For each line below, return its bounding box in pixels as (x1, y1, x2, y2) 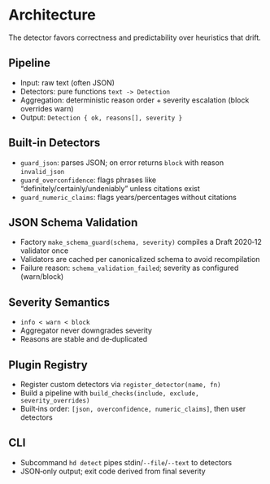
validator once (20, 246, 69, 255)
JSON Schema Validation (8, 216, 138, 229)
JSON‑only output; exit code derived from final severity (20, 466, 206, 476)
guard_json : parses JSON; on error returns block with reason (20, 157, 224, 168)
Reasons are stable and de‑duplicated (20, 334, 148, 344)
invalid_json (20, 168, 65, 176)
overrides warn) (20, 103, 75, 113)
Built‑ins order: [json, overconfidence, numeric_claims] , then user (20, 404, 246, 413)
